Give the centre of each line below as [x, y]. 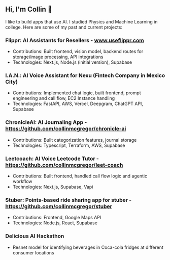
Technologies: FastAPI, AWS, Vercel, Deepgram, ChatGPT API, [78, 104]
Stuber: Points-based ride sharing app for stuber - [69, 200]
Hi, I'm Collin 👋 [29, 9]
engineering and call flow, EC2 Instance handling [64, 98]
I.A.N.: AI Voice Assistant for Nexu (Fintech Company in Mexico [85, 75]
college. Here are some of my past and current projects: [64, 27]
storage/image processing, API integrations [58, 57]
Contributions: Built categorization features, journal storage [75, 140]
